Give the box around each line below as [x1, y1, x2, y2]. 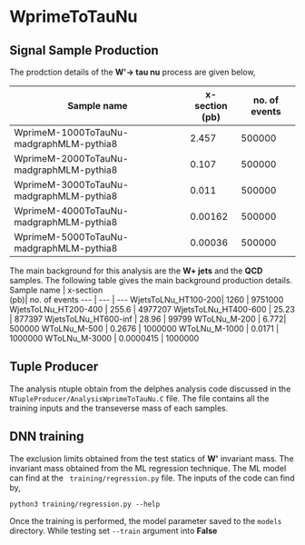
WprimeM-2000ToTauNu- [14, 153, 129, 164]
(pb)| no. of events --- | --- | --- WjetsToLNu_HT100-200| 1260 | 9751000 [9, 294, 284, 305]
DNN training [9, 429, 84, 444]
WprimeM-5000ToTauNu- [14, 231, 129, 243]
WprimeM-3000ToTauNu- [14, 179, 129, 191]
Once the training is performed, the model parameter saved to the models [9, 515, 282, 526]
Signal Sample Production [9, 43, 159, 58]
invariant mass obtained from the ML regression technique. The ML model [9, 462, 287, 473]
